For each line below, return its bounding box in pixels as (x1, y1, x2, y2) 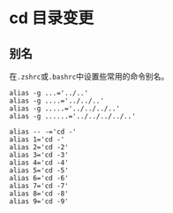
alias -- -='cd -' (9, 127, 77, 136)
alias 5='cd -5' (9, 166, 69, 175)
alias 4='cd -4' (9, 158, 69, 167)
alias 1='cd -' (9, 135, 65, 144)
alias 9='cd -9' (9, 197, 69, 206)
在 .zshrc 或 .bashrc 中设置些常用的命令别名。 (9, 72, 169, 81)
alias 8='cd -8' (9, 189, 69, 198)
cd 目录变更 (9, 8, 94, 28)
